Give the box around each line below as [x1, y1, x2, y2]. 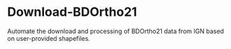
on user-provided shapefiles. [7, 34, 91, 42]
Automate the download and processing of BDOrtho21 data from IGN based [7, 27, 225, 35]
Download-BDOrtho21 [7, 4, 137, 20]
